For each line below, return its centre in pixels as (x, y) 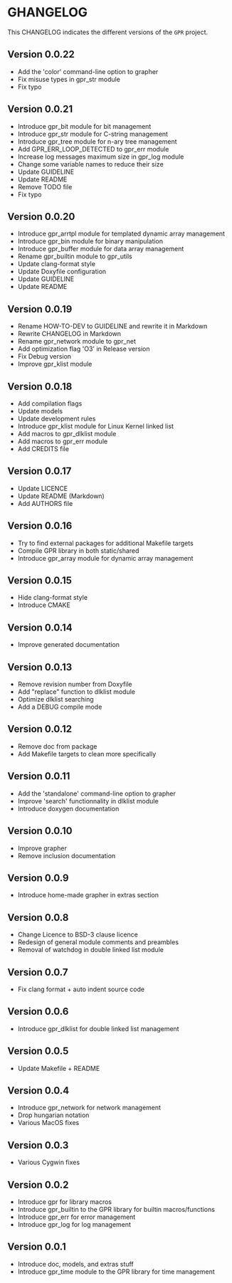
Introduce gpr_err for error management (77, 1217)
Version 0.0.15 (40, 581)
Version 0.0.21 (40, 109)
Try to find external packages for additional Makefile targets (105, 543)
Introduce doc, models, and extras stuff (75, 1264)
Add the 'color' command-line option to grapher (88, 71)
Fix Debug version (44, 357)
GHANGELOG (47, 12)
